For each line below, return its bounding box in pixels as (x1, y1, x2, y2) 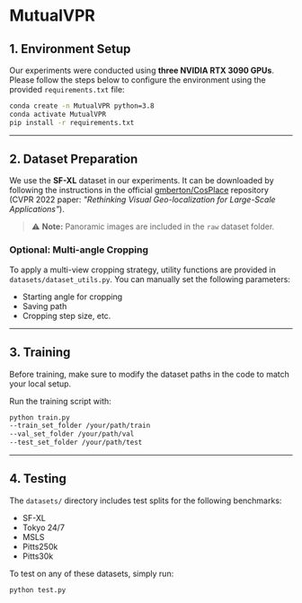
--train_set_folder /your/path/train (9, 421, 151, 430)
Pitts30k (22, 550, 54, 562)
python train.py (9, 412, 70, 422)
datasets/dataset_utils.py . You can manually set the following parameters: (9, 273, 290, 284)
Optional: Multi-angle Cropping (9, 244, 149, 256)
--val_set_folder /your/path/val (9, 430, 135, 439)
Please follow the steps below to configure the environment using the (9, 75, 267, 85)
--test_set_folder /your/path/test (9, 438, 143, 448)
